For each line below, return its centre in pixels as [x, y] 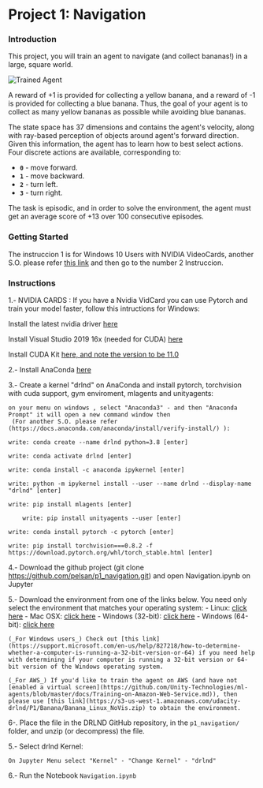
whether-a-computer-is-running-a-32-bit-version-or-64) [102, 653]
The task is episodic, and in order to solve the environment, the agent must [130, 208]
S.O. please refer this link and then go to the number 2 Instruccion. [116, 263]
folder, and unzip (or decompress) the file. [77, 731]
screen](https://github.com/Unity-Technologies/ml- [161, 688]
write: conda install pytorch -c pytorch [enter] [91, 532]
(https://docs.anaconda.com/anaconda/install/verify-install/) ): [119, 429]
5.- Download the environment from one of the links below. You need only [128, 599]
